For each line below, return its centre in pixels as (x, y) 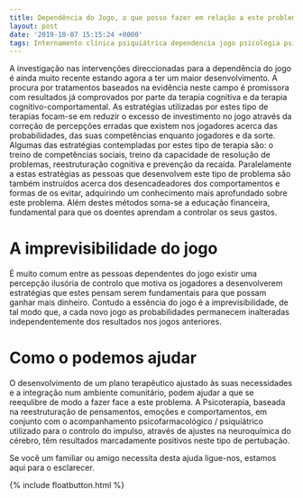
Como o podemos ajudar (103, 358)
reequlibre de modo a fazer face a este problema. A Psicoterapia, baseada (147, 402)
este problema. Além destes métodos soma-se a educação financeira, (140, 203)
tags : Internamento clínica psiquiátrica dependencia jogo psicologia (145, 43)
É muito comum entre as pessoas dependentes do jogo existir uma (133, 274)
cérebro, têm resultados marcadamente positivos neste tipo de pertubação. (150, 441)
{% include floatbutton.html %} (67, 485)
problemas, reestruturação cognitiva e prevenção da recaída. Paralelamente (151, 164)
